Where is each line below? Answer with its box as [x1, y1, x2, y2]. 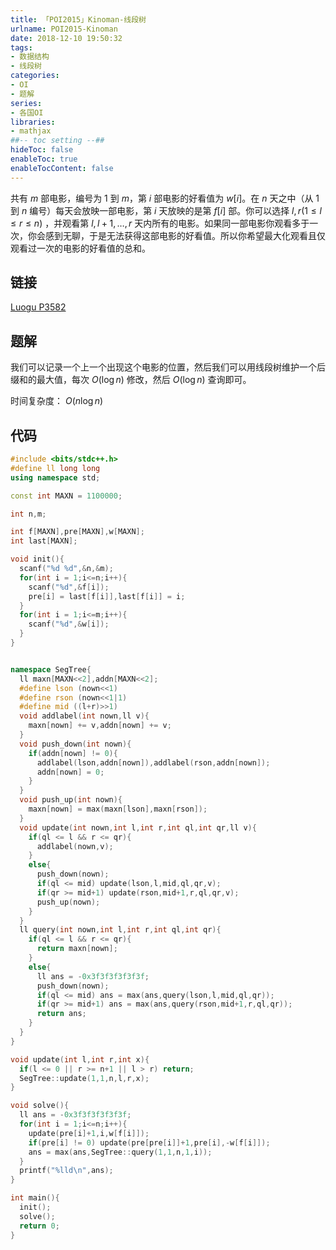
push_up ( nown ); [36, 897, 101, 907]
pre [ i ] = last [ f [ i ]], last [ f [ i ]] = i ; [28, 591, 186, 601]
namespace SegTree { [10, 664, 92, 675]
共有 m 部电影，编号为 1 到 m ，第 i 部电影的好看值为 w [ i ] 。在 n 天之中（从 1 [10, 192, 320, 204]
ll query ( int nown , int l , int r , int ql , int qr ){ [19, 925, 222, 935]
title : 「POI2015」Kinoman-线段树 [10, 14, 147, 25]
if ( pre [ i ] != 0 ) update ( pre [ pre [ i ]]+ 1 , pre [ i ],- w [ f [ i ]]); [28, 1137, 271, 1148]
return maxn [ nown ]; [36, 944, 118, 954]
